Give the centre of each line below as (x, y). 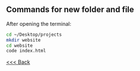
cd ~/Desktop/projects (34, 35)
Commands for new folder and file (70, 10)
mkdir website (24, 40)
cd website (19, 45)
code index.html (26, 51)
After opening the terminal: (39, 23)
